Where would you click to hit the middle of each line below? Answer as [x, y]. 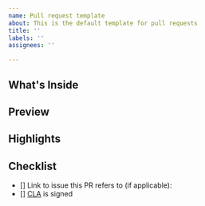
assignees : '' [32, 46]
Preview [29, 111]
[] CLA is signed [46, 194]
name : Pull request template [57, 16]
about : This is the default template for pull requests [103, 23]
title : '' [25, 30]
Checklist [33, 166]
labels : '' [26, 38]
